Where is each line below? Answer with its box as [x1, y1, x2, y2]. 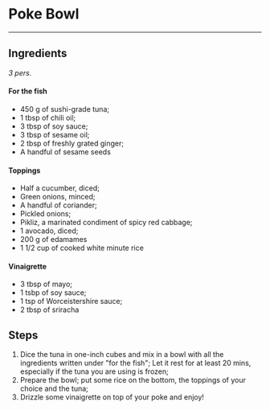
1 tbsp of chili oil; [19, 113, 76, 122]
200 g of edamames [19, 235, 88, 244]
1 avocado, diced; [19, 226, 79, 236]
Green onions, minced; [19, 192, 96, 202]
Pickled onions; [19, 209, 72, 219]
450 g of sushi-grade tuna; [19, 104, 110, 113]
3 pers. [8, 68, 32, 77]
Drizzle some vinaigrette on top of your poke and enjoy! [19, 392, 205, 402]
